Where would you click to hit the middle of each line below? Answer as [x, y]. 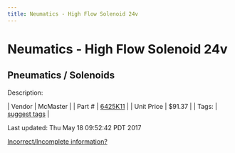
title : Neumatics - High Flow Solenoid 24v [73, 14]
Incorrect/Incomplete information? [58, 141]
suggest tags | [28, 114]
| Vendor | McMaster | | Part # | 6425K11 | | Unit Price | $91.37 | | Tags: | [113, 106]
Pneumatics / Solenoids [61, 75]
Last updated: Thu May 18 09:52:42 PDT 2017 [74, 127]
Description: [25, 93]
